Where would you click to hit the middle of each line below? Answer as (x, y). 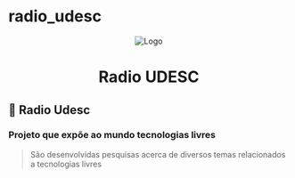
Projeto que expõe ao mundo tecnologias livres (112, 135)
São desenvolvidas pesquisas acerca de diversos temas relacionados (158, 154)
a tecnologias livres (66, 164)
